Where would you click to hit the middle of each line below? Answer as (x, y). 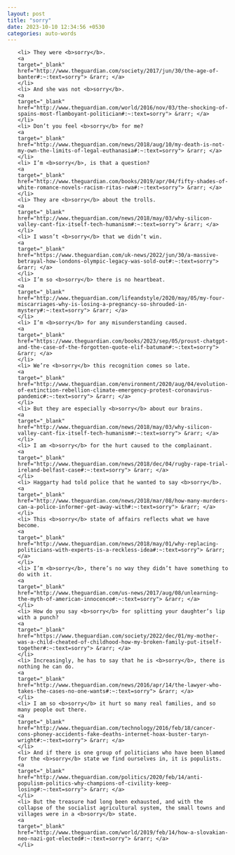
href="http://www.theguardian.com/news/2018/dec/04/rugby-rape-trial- (123, 464)
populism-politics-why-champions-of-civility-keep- (94, 783)
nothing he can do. (46, 667)
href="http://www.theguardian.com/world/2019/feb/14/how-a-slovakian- (123, 833)
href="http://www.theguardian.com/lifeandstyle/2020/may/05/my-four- (121, 298)
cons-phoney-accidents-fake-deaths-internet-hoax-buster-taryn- (113, 734)
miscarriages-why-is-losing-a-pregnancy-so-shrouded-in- (102, 305)
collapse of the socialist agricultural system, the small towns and (121, 808)
